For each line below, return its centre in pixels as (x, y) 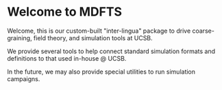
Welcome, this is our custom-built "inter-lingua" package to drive (99, 31)
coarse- (203, 31)
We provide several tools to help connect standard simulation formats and (111, 51)
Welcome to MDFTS (64, 12)
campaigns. (24, 78)
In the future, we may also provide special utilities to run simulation (101, 72)
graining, (20, 37)
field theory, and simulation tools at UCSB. (93, 37)
